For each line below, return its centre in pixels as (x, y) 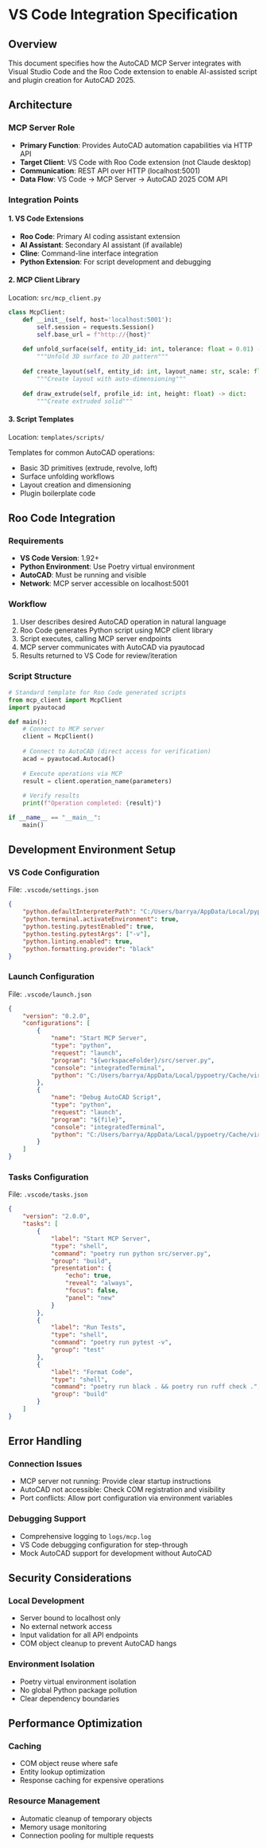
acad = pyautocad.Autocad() (69, 758)
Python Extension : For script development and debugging (115, 261)
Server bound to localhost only (70, 1618)
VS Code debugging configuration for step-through (104, 1545)
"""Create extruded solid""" (85, 401)
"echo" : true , (88, 1276)
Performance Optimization (75, 1723)
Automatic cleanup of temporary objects (86, 1819)
